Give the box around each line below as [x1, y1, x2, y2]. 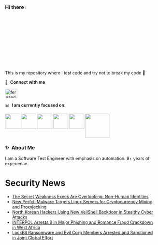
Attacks [12, 214, 28, 220]
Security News [5, 178, 66, 189]
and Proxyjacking [12, 204, 47, 210]
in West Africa [12, 224, 41, 230]
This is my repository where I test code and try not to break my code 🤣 [5, 70, 145, 76]
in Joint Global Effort [12, 234, 53, 241]
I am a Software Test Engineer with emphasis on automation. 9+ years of [5, 155, 150, 161]
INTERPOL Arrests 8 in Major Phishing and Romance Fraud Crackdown [12, 219, 153, 225]
